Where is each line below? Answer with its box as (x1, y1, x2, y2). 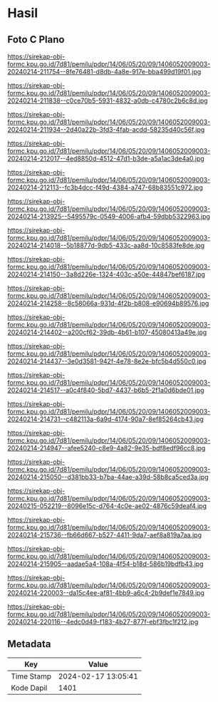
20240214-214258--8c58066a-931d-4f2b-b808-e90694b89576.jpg (7, 299, 209, 307)
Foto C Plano (7, 33, 65, 46)
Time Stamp (11, 671, 52, 681)
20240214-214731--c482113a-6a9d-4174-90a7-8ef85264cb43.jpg (7, 415, 204, 423)
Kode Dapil (11, 683, 48, 693)
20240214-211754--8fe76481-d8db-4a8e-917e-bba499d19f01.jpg (7, 68, 202, 76)
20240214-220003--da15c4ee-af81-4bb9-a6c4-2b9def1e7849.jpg (7, 589, 205, 597)
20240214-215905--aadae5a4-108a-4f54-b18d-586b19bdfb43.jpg (7, 559, 204, 568)
